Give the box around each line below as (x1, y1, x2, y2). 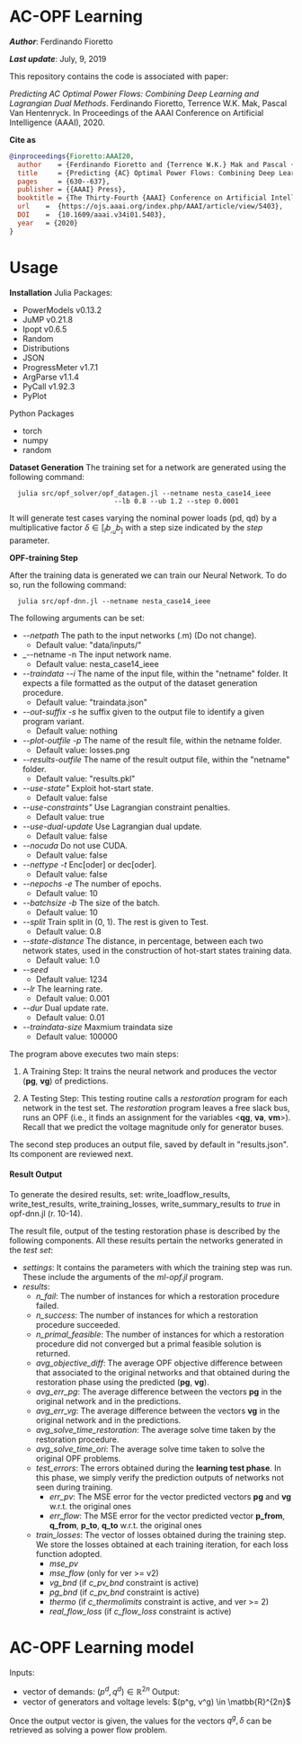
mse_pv (49, 1558, 79, 1569)
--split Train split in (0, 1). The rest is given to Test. (22, 916, 209, 927)
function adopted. (35, 1548, 102, 1559)
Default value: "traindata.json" (35, 697, 148, 707)
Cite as (9, 134, 36, 145)
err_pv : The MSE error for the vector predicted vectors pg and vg (49, 1490, 292, 1502)
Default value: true (35, 811, 105, 822)
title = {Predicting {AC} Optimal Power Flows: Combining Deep (17, 168, 276, 177)
